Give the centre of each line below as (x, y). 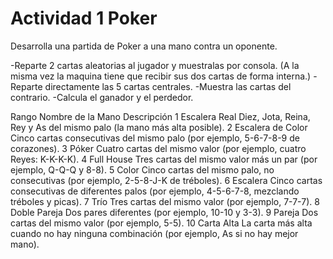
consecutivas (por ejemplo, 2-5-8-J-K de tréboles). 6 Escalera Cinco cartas (166, 180)
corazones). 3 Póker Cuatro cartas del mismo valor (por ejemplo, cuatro (158, 148)
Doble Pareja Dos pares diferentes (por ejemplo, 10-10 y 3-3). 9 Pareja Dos (164, 212)
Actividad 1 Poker (84, 18)
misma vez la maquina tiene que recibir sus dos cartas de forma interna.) (161, 76)
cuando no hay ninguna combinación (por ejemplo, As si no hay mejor (154, 233)
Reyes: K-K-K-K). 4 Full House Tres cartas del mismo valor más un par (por (164, 159)
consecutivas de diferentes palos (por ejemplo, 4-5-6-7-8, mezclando (155, 191)
